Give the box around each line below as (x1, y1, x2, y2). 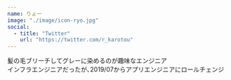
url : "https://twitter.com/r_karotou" (20, 36, 133, 44)
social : (7, 23, 30, 30)
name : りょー (7, 10, 42, 18)
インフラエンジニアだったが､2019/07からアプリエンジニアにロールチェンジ (7, 65, 225, 74)
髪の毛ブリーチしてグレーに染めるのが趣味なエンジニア (7, 57, 167, 65)
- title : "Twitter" (13, 29, 71, 37)
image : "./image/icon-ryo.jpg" (7, 17, 99, 24)
